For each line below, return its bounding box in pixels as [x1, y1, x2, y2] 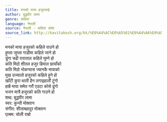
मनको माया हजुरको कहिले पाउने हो [5, 44, 59, 50]
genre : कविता [5, 16, 29, 21]
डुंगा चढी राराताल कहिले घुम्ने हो [5, 55, 54, 61]
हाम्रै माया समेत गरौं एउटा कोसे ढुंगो [5, 83, 58, 89]
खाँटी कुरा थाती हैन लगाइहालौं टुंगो [5, 78, 58, 84]
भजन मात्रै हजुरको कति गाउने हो [5, 89, 55, 95]
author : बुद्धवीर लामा [5, 12, 40, 17]
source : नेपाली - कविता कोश [5, 26, 55, 31]
